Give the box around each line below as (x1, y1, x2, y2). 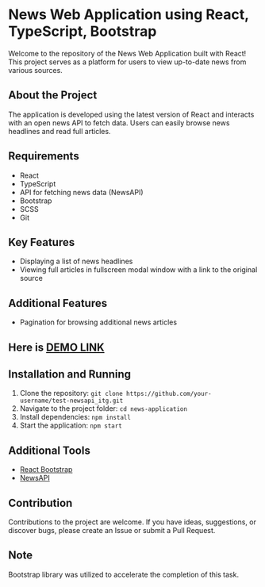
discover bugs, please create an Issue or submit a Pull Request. (8, 526, 216, 535)
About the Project (8, 89, 98, 102)
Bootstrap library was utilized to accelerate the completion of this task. (8, 570, 240, 579)
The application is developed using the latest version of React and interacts (8, 109, 255, 119)
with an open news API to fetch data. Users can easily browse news (8, 117, 230, 128)
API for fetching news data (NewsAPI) (19, 187, 144, 197)
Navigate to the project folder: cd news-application (19, 404, 188, 413)
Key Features (8, 236, 75, 249)
